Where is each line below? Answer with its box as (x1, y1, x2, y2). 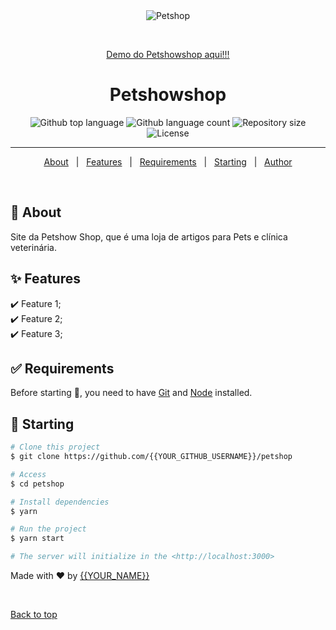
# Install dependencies (10, 497, 110, 507)
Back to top (10, 609, 58, 621)
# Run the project (10, 524, 87, 534)
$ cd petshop (10, 479, 65, 489)
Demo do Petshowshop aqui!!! (106, 49, 230, 60)
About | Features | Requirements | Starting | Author (43, 155, 293, 168)
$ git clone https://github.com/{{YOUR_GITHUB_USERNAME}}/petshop (10, 452, 293, 462)
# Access (10, 469, 47, 479)
